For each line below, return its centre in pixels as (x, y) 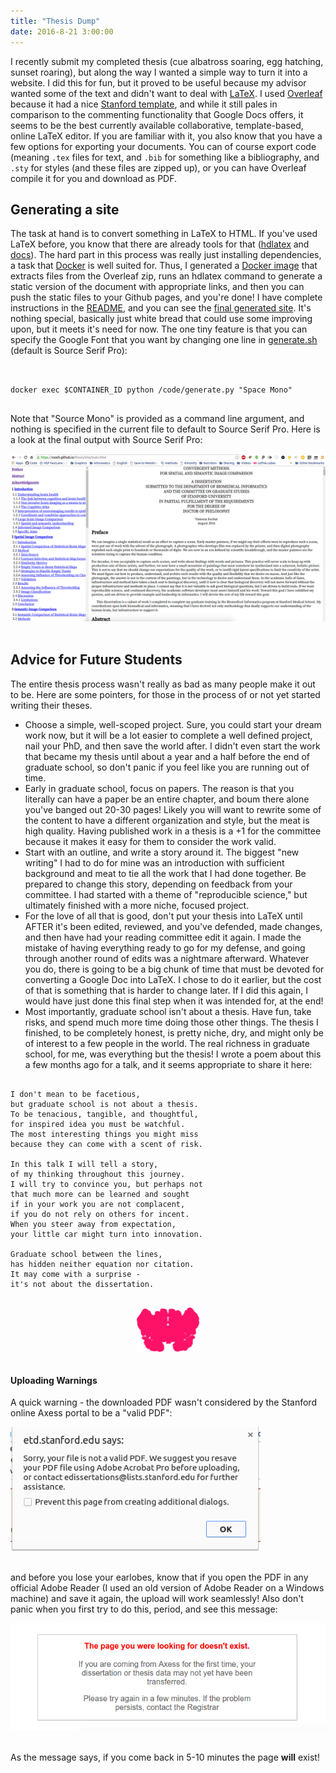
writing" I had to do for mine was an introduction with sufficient (154, 862)
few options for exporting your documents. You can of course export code (163, 146)
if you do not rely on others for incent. (100, 1214)
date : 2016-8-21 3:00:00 (62, 31)
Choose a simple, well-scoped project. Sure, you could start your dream (173, 724)
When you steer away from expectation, (93, 1224)
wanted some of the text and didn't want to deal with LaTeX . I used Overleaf (166, 93)
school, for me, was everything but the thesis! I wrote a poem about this (173, 1054)
